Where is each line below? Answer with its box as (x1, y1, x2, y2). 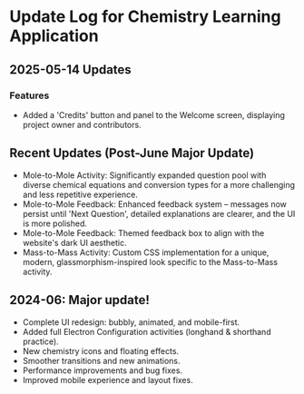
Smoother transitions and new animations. (22, 355, 181, 366)
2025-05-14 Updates (9, 62, 132, 77)
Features (9, 89, 50, 102)
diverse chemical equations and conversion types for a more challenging (22, 179, 295, 190)
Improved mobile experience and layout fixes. (22, 374, 193, 385)
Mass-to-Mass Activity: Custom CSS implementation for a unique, (22, 247, 270, 258)
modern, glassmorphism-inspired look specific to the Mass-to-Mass (22, 256, 279, 267)
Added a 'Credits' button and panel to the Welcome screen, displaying (22, 109, 286, 120)
